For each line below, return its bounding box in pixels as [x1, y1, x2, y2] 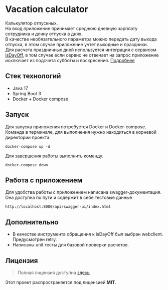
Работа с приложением [5, 176, 83, 184]
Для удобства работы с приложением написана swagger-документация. [5, 189, 161, 195]
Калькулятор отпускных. [5, 20, 58, 26]
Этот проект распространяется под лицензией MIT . [5, 279, 116, 285]
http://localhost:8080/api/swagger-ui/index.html [5, 204, 111, 209]
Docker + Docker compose [12, 96, 69, 102]
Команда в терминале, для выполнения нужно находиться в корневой [5, 129, 157, 135]
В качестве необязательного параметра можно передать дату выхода [5, 36, 157, 42]
